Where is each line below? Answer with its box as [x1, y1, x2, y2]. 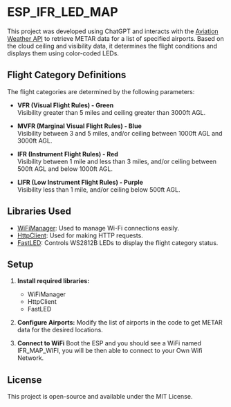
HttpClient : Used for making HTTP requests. [17, 231, 143, 239]
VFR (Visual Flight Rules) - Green [17, 101, 114, 109]
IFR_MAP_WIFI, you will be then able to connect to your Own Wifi [17, 347, 203, 355]
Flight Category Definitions [7, 69, 127, 81]
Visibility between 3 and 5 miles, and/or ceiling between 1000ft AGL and [17, 129, 223, 137]
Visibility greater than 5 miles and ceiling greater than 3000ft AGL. [17, 108, 206, 116]
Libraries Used [7, 206, 71, 217]
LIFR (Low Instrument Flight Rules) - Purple [17, 178, 144, 186]
